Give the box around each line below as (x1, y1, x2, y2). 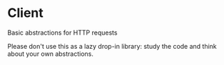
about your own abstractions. (7, 49, 94, 58)
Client (7, 5, 44, 21)
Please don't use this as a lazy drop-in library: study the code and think (7, 42, 218, 50)
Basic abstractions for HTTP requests (7, 28, 118, 37)
